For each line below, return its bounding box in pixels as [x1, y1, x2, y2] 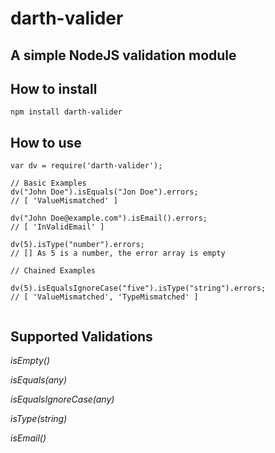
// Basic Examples [10, 178, 87, 189]
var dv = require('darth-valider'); [10, 161, 163, 171]
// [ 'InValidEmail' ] [10, 222, 105, 232]
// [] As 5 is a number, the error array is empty [10, 248, 226, 259]
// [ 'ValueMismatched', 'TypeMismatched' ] [10, 292, 199, 302]
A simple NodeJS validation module [10, 47, 237, 64]
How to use [10, 134, 82, 151]
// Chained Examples [10, 266, 97, 276]
